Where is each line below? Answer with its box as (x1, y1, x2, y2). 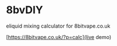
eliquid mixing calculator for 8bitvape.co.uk (6, 22, 111, 29)
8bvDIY (6, 3, 43, 17)
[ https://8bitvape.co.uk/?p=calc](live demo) (6, 33, 112, 40)
